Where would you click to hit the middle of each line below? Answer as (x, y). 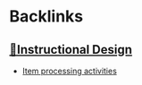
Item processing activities (70, 71)
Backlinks (46, 17)
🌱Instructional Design (71, 50)
